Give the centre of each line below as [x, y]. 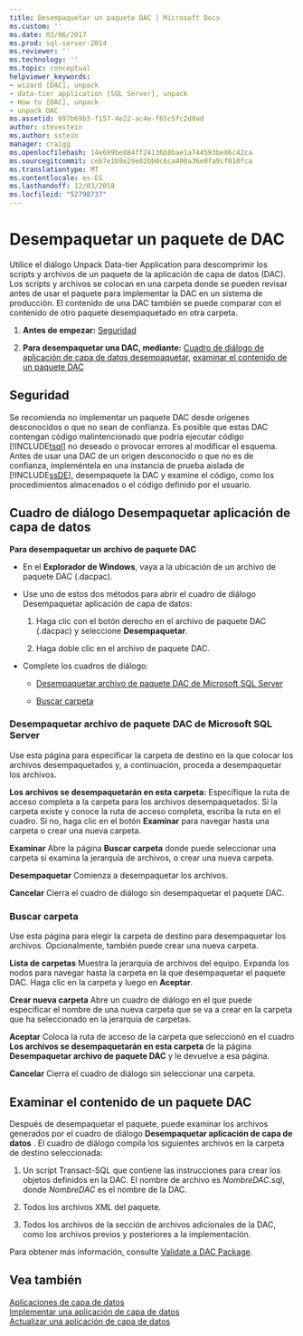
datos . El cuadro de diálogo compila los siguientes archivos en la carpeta [147, 1143]
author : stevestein [46, 128]
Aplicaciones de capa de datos [67, 1302]
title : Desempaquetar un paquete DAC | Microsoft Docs [115, 18]
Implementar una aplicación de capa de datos [95, 1312]
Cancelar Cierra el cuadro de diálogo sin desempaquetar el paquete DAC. [147, 892]
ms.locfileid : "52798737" [58, 195]
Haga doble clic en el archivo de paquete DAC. [123, 648]
